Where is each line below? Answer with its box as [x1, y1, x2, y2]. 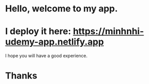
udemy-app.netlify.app [5, 36, 104, 48]
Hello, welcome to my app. [5, 3, 118, 14]
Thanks [5, 70, 38, 82]
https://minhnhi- [73, 26, 144, 37]
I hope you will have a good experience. [5, 53, 88, 59]
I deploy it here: [5, 26, 71, 37]
